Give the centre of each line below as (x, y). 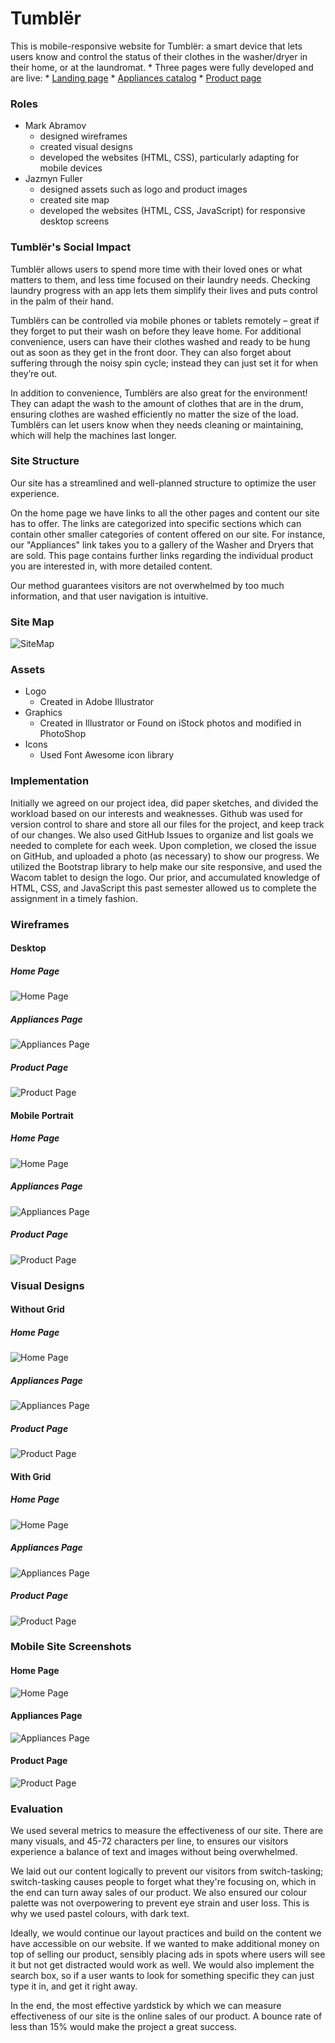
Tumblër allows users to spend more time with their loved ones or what (156, 269)
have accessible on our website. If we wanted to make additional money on (165, 1944)
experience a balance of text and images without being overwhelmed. (154, 1852)
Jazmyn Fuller (53, 179)
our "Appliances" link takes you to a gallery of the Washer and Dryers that (162, 544)
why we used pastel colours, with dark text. (100, 1914)
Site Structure (45, 461)
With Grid (31, 1476)
